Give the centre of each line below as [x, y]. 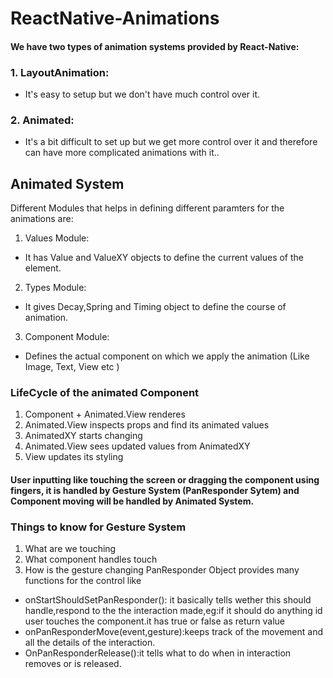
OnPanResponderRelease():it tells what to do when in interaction [158, 653]
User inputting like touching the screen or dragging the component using [165, 480]
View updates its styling [74, 457]
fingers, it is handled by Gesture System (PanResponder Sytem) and [155, 491]
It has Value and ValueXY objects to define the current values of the [164, 258]
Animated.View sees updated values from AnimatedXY [137, 446]
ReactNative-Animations [115, 18]
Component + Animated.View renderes [105, 414]
